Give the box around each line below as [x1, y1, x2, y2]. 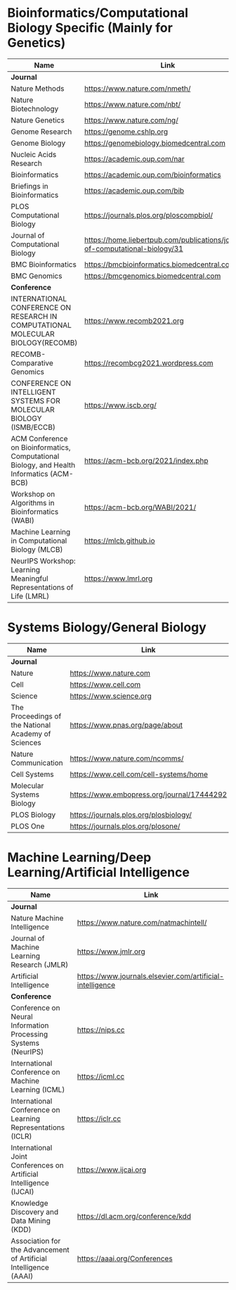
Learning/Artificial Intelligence [7, 864, 190, 880]
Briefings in [11, 181, 48, 191]
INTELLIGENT [11, 387, 56, 397]
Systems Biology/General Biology [7, 619, 207, 635]
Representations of [11, 582, 74, 592]
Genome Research [11, 127, 72, 137]
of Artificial [11, 1253, 47, 1263]
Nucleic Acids [11, 149, 57, 159]
